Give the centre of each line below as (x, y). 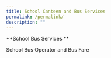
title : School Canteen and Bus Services (56, 11)
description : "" (26, 22)
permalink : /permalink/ (35, 17)
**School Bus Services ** (37, 39)
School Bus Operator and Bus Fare (48, 50)
